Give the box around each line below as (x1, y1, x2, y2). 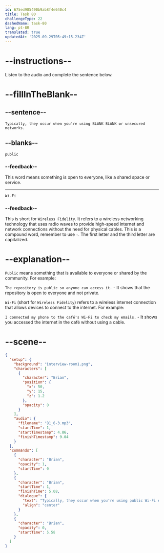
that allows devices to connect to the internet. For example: (5, 304, 124, 311)
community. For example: (5, 275, 56, 281)
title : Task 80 (5, 12, 36, 17)
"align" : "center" (22, 503, 60, 507)
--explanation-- (5, 254, 70, 265)
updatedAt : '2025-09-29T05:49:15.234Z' (5, 35, 86, 40)
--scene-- (5, 336, 47, 347)
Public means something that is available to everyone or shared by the (5, 270, 147, 276)
